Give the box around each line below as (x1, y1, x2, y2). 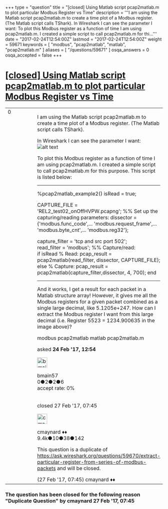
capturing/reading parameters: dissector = (37, 214, 137, 221)
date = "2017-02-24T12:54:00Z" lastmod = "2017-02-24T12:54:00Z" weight (5, 36, 162, 42)
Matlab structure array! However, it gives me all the (37, 292, 157, 299)
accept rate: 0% (37, 384, 75, 391)
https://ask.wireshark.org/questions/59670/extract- (37, 452, 160, 459)
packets (37, 464, 56, 471)
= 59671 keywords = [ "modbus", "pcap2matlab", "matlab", (5, 42, 126, 47)
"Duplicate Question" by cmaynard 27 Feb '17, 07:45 (5, 497, 135, 504)
